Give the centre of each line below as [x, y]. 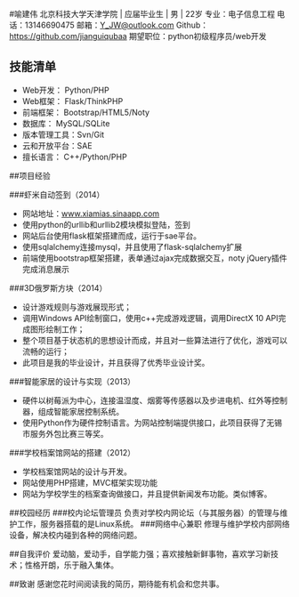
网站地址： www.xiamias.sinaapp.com [91, 214]
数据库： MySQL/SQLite [66, 123]
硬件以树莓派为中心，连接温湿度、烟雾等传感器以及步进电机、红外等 [147, 400]
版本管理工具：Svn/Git [63, 134]
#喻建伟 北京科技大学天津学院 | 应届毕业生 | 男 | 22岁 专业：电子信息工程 [142, 14]
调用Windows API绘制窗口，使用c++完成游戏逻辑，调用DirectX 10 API [150, 318]
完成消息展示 [45, 269]
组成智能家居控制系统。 [81, 411]
